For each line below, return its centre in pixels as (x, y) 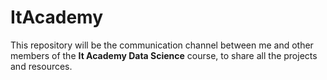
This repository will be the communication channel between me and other (162, 45)
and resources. (41, 66)
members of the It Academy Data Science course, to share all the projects (164, 55)
